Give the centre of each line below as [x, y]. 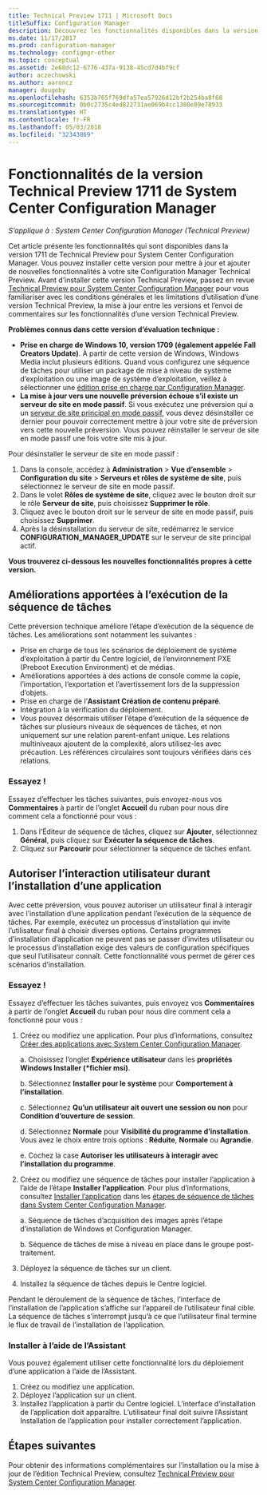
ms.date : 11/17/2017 [43, 38]
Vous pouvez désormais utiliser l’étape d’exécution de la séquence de [134, 718]
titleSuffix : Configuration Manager [69, 23]
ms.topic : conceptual [44, 61]
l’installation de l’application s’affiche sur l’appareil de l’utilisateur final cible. [132, 1307]
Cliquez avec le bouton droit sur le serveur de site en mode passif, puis [136, 512]
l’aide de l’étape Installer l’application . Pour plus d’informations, [125, 1187]
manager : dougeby [37, 90]
